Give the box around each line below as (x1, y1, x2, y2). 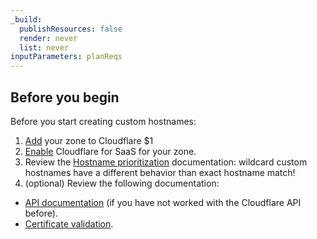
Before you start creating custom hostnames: (10, 115, 197, 127)
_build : (10, 14, 43, 25)
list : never (19, 42, 70, 53)
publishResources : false (19, 24, 123, 34)
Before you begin (10, 89, 120, 106)
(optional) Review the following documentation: (24, 177, 220, 189)
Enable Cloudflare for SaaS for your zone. (24, 145, 197, 157)
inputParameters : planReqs (10, 52, 123, 62)
